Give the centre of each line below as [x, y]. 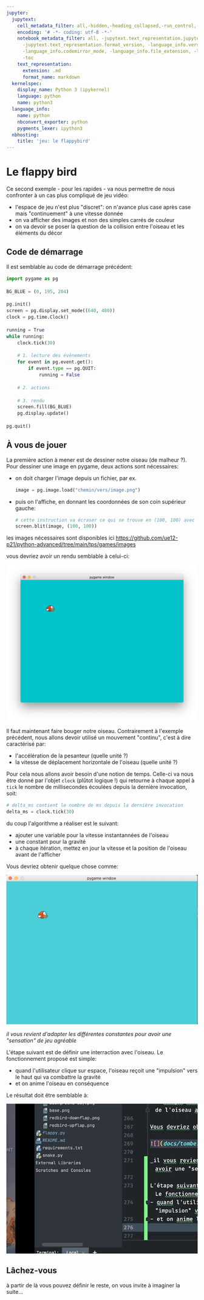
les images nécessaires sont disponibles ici [60, 538]
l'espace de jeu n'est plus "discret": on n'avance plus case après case [103, 207]
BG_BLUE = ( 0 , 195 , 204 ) [38, 291]
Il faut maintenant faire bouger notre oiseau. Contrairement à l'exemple [95, 731]
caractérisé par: [26, 744]
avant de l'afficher [38, 854]
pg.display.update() [43, 414]
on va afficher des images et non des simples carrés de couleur [95, 220]
